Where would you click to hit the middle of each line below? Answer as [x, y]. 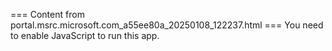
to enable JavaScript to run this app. [85, 35]
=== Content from [47, 14]
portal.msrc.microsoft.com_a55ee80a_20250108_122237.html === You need [167, 25]
